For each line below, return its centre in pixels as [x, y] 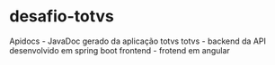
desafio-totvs [62, 16]
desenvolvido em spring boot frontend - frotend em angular [120, 50]
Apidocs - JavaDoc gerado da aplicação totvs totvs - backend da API [138, 41]
